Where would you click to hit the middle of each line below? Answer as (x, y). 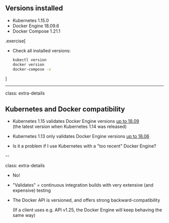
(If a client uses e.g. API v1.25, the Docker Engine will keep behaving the (87, 210)
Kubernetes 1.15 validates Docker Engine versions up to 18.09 (76, 121)
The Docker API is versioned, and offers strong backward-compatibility (86, 200)
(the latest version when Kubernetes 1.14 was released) (69, 127)
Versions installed (34, 8)
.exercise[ (16, 41)
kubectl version (29, 60)
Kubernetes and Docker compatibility (65, 109)
